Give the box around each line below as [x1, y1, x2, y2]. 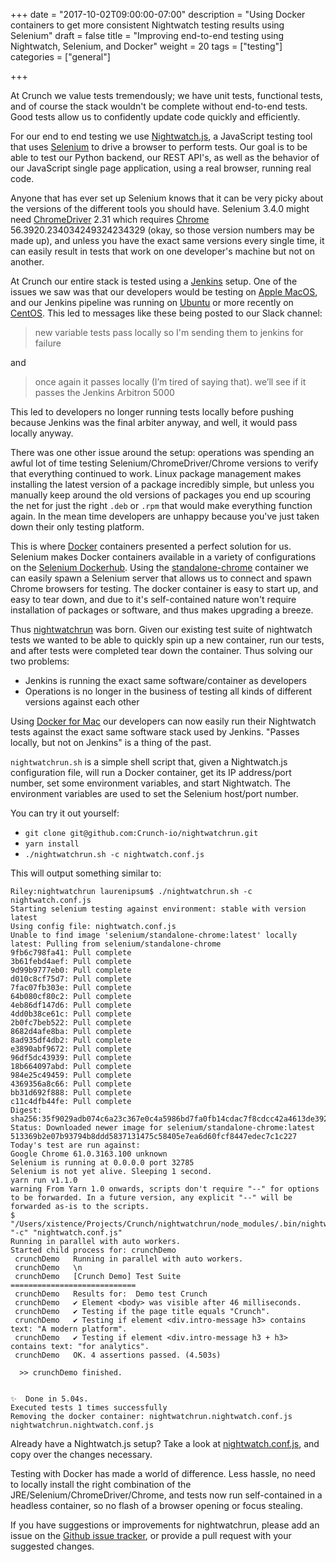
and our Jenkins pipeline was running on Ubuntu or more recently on [10, 297, 294, 308]
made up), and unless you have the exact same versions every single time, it [10, 235, 325, 246]
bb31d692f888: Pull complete [10, 1088, 132, 1098]
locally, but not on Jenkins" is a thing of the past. [10, 737, 212, 748]
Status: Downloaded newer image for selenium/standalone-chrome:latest [10, 1123, 315, 1133]
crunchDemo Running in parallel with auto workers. [14, 1254, 244, 1264]
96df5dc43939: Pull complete [10, 1053, 132, 1063]
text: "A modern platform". [10, 1324, 128, 1334]
